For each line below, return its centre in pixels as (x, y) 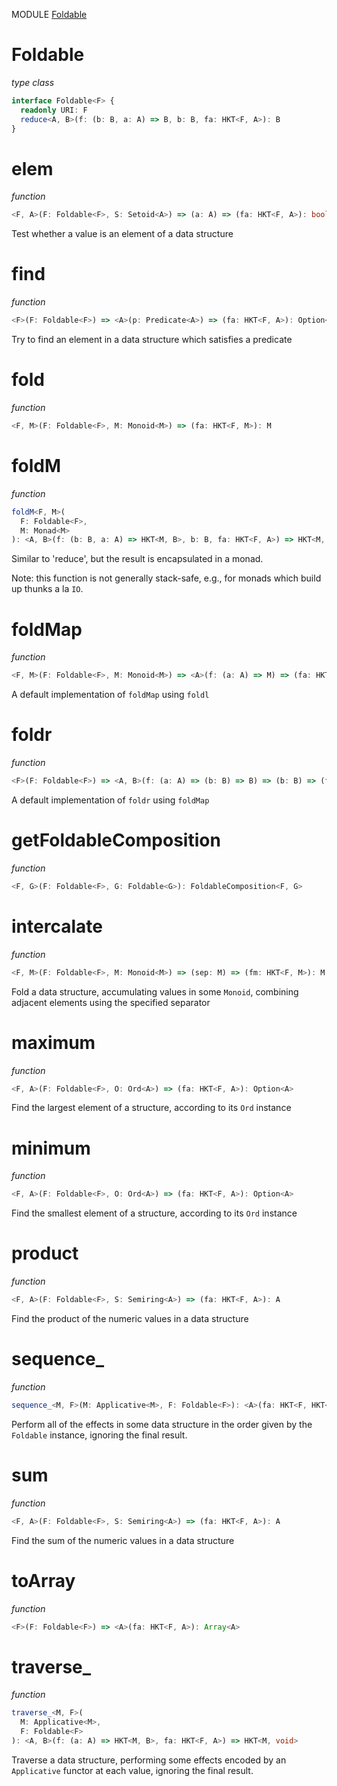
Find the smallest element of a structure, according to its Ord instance (154, 1213)
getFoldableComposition (116, 840)
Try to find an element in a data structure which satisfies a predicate (152, 340)
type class (33, 82)
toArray (43, 1580)
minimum (51, 1148)
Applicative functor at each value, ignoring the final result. (132, 1770)
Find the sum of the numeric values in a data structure (123, 1540)
